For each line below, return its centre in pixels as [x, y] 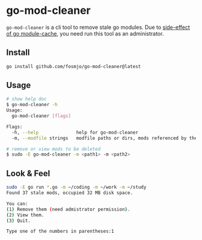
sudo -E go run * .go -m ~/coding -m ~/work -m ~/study [76, 188]
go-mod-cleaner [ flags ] [41, 116]
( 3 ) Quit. [19, 221]
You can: [17, 204]
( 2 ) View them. [25, 215]
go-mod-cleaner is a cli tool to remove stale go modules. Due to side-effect [98, 27]
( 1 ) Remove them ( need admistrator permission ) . [68, 209]
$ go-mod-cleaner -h [32, 105]
